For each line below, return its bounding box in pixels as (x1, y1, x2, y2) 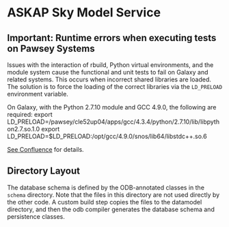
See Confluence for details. (7, 146, 84, 153)
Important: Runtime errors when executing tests (7, 32, 217, 44)
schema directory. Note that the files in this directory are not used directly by (7, 190, 220, 199)
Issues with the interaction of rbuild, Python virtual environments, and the (7, 61, 214, 69)
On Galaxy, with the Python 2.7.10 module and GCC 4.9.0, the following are (7, 103, 217, 111)
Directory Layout (7, 165, 81, 177)
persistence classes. (7, 212, 65, 220)
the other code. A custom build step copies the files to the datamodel (7, 198, 202, 206)
